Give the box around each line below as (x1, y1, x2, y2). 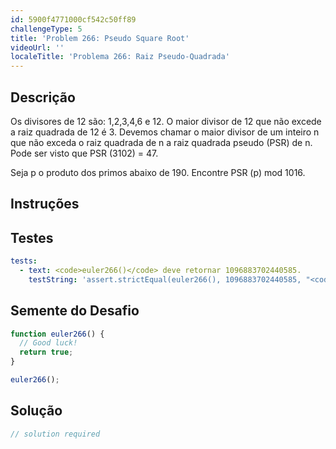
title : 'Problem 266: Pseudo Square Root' (10, 33, 190, 43)
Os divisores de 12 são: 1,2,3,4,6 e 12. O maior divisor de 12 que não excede (10, 115, 322, 127)
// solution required (10, 429, 101, 439)
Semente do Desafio (10, 302, 140, 320)
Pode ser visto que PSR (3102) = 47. (10, 147, 159, 159)
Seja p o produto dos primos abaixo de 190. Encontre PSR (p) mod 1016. (10, 166, 306, 178)
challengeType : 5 (10, 24, 83, 34)
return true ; (19, 347, 74, 358)
